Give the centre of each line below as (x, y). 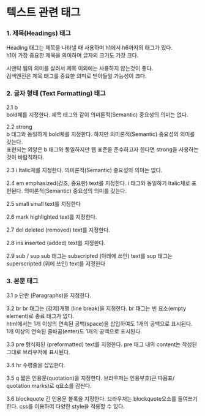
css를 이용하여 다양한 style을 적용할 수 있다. (72, 407)
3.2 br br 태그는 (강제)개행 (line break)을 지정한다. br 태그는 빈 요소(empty (96, 308)
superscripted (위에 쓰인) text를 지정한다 (56, 263)
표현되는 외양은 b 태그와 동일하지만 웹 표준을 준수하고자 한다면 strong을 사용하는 (102, 149)
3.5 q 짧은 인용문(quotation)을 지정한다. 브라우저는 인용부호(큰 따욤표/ (91, 378)
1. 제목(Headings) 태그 (39, 33)
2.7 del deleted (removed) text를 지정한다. (58, 230)
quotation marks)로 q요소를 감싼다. (49, 386)
